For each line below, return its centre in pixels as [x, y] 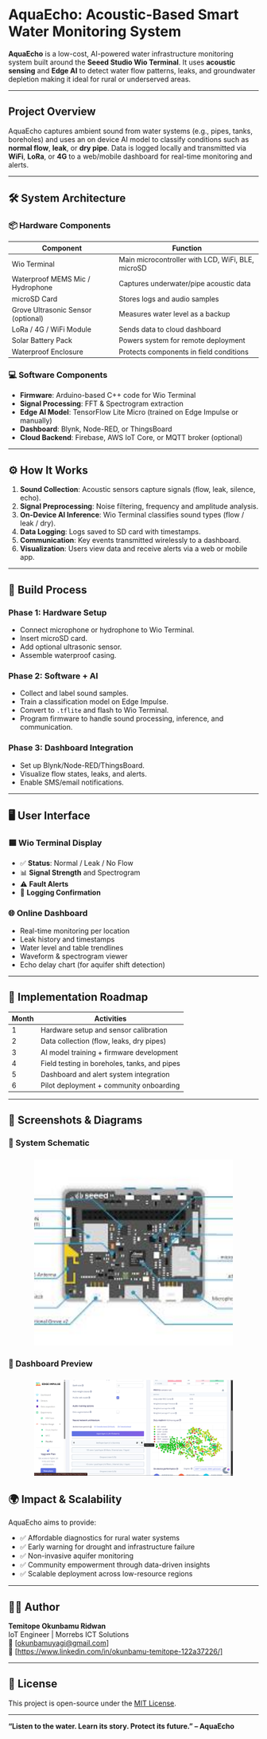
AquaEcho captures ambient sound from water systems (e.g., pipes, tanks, [130, 131]
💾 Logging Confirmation [60, 893]
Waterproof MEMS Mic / [51, 279]
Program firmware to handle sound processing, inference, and [122, 718]
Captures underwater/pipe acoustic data [185, 283]
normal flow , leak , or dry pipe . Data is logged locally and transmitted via [127, 148]
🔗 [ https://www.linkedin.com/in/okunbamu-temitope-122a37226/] [116, 1651]
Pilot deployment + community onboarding [110, 1085]
